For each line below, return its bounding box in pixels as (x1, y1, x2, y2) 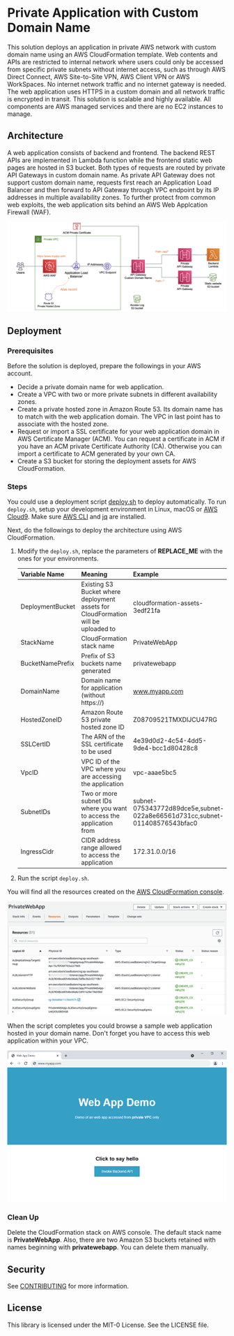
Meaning (81, 569, 108, 578)
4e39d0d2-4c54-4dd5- (133, 736, 207, 745)
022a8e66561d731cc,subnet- (133, 811, 224, 820)
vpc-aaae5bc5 (133, 769, 178, 777)
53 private (81, 716, 111, 724)
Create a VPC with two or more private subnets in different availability (17, 390, 218, 399)
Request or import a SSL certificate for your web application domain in (17, 428, 219, 436)
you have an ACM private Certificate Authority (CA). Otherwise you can (17, 442, 222, 451)
